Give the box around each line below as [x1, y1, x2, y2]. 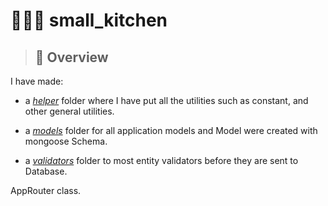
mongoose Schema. [24, 135, 108, 147]
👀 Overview [34, 49, 109, 66]
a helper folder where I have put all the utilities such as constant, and [24, 95, 309, 106]
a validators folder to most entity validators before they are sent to [24, 155, 299, 166]
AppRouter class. [10, 185, 82, 196]
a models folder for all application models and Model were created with [24, 125, 318, 136]
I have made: [10, 75, 64, 87]
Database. [24, 165, 68, 177]
